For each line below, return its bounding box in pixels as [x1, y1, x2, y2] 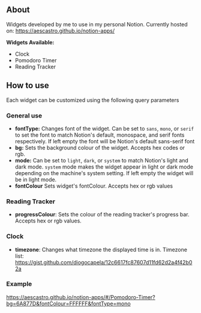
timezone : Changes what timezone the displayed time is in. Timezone [14, 246, 188, 253]
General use [6, 111, 43, 119]
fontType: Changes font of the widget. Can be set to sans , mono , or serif [14, 125, 194, 132]
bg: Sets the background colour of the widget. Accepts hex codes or [14, 144, 185, 151]
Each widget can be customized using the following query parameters [6, 96, 179, 104]
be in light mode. [14, 176, 57, 183]
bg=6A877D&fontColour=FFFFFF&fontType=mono [6, 300, 131, 307]
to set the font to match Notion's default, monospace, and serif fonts [14, 131, 185, 139]
